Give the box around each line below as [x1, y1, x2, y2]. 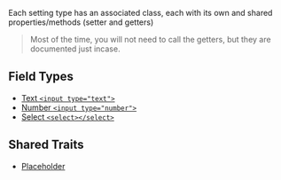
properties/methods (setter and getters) [8, 17, 154, 27]
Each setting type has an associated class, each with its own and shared [8, 8, 273, 18]
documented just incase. [29, 43, 121, 54]
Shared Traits [8, 137, 85, 153]
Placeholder [20, 160, 66, 171]
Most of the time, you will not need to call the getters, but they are [29, 35, 271, 44]
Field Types [8, 69, 74, 84]
